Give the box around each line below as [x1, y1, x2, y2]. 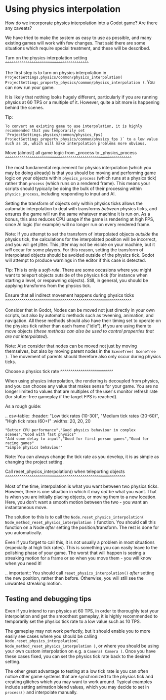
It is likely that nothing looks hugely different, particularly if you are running [5, 94, 158, 100]
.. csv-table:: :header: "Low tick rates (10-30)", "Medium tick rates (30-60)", [5, 413, 160, 419]
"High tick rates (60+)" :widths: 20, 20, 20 [5, 418, 91, 424]
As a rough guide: [5, 403, 41, 409]
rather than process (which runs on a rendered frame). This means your [5, 180, 151, 186]
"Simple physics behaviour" [5, 445, 63, 450]
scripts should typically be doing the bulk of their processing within [5, 186, 142, 191]
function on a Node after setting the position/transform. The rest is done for [5, 524, 159, 530]
